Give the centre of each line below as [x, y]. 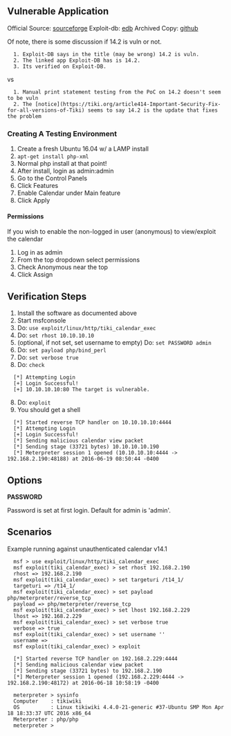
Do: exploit [34, 402]
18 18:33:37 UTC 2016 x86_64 [49, 713]
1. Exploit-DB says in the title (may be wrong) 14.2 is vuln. [106, 54]
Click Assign [35, 275]
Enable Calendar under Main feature [69, 193]
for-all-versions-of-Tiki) [46, 110]
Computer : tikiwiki [47, 701]
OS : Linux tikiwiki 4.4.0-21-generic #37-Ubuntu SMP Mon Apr [119, 707]
